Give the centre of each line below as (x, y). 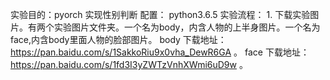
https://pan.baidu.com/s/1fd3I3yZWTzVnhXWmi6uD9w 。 (129, 64)
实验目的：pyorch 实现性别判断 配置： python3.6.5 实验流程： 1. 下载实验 (160, 14)
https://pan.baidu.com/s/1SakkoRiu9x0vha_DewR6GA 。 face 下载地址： (160, 52)
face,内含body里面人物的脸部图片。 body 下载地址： (118, 39)
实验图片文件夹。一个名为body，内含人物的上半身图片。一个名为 (187, 27)
